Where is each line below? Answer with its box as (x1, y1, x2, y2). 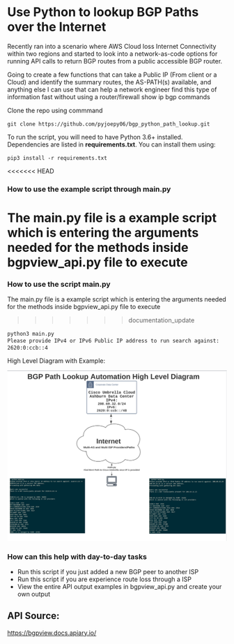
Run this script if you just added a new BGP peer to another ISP (17, 567, 199, 576)
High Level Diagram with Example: (7, 357, 106, 365)
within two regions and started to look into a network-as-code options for (7, 50, 218, 58)
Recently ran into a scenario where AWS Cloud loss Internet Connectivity (7, 42, 217, 50)
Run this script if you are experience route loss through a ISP (17, 575, 192, 583)
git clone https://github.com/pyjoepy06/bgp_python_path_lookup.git (7, 120, 210, 128)
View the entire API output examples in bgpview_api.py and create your (17, 582, 222, 590)
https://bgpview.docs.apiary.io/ (7, 629, 97, 637)
